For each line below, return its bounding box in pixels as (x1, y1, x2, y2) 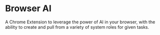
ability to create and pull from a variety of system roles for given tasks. (5, 24, 150, 30)
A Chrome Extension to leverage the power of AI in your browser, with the (5, 19, 156, 25)
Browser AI (5, 3, 52, 14)
